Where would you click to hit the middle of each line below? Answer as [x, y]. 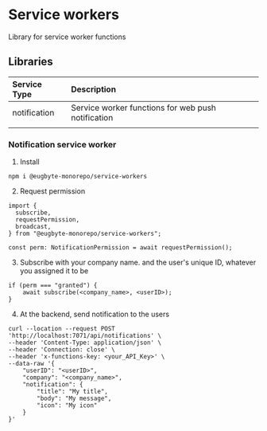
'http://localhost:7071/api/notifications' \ [85, 336]
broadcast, [33, 227]
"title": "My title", [73, 392]
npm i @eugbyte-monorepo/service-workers [78, 177]
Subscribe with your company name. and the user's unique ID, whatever [138, 263]
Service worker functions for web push [144, 108]
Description [94, 89]
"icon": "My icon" [67, 406]
